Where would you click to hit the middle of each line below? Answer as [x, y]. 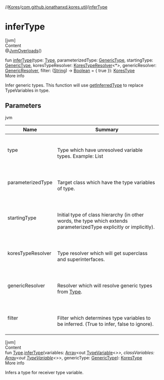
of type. [66, 189]
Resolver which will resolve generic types [104, 285]
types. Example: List [80, 156]
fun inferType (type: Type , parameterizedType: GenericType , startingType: [79, 60]
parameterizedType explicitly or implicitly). [106, 227]
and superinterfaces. [81, 259]
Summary [107, 129]
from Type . [70, 292]
